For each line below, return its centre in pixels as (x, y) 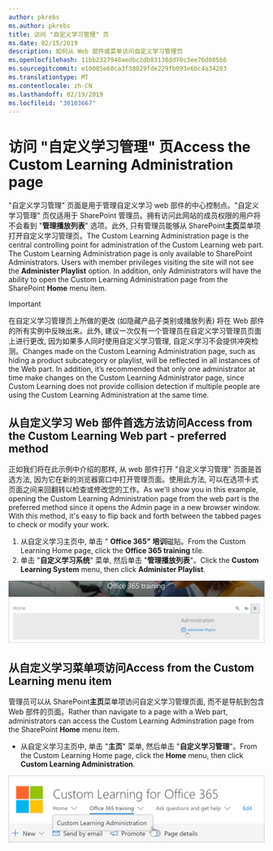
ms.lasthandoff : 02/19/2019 (56, 94)
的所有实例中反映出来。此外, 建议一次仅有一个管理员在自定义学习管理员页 (131, 331)
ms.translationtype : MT (49, 77)
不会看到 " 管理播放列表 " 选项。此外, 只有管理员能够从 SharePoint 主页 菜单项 (135, 226)
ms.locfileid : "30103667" (52, 103)
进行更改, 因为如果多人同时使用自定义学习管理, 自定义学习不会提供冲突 (133, 341)
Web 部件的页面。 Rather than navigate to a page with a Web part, (118, 711)
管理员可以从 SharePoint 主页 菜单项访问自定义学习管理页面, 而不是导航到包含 (136, 701)
